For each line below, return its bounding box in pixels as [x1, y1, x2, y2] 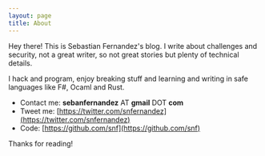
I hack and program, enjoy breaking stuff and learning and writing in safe [8, 74, 249, 83]
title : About [8, 19, 52, 27]
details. [8, 58, 33, 68]
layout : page [8, 11, 52, 20]
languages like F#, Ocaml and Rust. [8, 82, 125, 92]
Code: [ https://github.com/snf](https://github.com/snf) [19, 123, 201, 133]
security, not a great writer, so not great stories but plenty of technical [8, 50, 239, 59]
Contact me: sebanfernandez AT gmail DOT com [19, 98, 184, 107]
